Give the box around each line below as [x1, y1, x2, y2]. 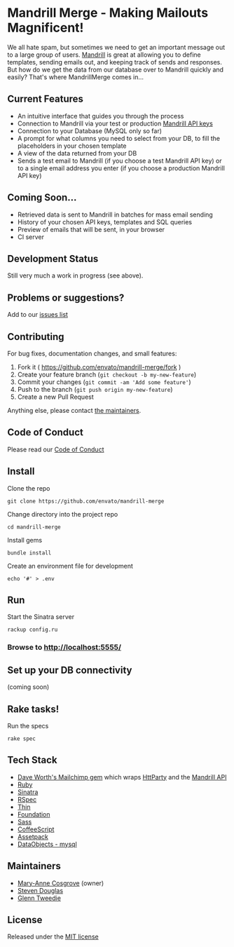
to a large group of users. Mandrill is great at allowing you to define [7, 50, 201, 59]
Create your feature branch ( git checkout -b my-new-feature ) [17, 370, 197, 379]
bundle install [7, 549, 52, 557]
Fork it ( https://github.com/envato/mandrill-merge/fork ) [17, 363, 181, 371]
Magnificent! [7, 20, 84, 36]
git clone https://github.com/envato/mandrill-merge [7, 498, 165, 505]
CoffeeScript [17, 825, 55, 833]
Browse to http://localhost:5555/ [7, 643, 121, 653]
